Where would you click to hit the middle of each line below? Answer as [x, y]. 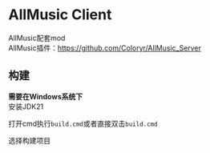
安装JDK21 [26, 107]
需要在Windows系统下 [45, 96]
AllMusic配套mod [37, 38]
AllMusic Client [60, 15]
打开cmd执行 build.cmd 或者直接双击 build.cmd [83, 123]
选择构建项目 [29, 140]
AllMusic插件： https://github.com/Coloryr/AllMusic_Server [105, 48]
